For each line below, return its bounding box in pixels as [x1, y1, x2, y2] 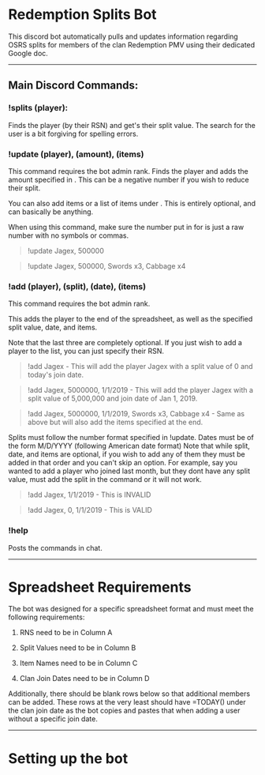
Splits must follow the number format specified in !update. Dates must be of [8, 433, 254, 442]
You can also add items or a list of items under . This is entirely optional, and [8, 198, 256, 208]
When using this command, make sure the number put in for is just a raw [8, 222, 244, 231]
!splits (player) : [8, 103, 69, 114]
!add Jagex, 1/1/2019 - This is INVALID [27, 490, 151, 499]
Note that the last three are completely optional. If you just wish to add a [8, 338, 243, 348]
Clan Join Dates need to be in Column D [19, 674, 150, 683]
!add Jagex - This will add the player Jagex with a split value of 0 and [27, 362, 254, 371]
